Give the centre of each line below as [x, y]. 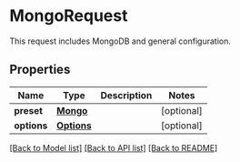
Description [126, 95]
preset [29, 110]
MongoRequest [69, 16]
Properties [40, 70]
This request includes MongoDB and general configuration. [120, 41]
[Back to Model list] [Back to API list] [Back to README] [114, 147]
